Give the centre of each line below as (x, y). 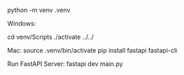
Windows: (22, 23)
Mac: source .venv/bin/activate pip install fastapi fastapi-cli (92, 50)
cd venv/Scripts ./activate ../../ (51, 37)
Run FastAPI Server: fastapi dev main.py (65, 64)
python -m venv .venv (39, 10)
